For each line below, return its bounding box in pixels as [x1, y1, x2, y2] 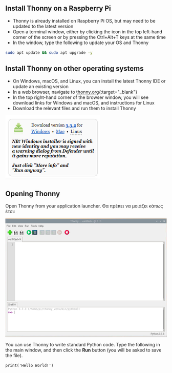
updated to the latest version [12, 23, 74, 29]
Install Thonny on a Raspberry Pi [5, 4, 111, 13]
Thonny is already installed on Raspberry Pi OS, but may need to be [12, 17, 156, 24]
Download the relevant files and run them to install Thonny [12, 105, 136, 111]
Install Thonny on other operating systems [5, 64, 144, 73]
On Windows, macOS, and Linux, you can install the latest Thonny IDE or [12, 78, 166, 84]
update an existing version [12, 83, 69, 89]
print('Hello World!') [5, 363, 54, 368]
